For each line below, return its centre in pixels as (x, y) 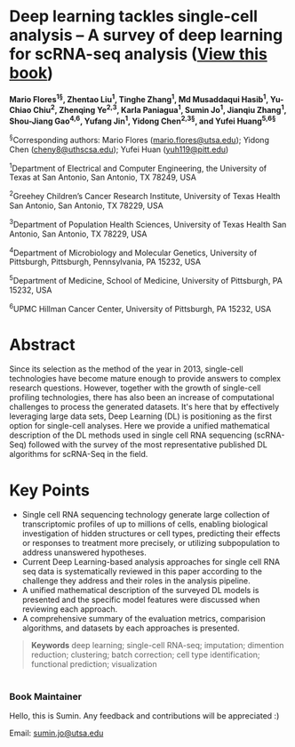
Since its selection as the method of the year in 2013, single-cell (126, 369)
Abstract (42, 345)
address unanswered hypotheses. (84, 552)
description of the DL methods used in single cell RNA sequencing (131, 435)
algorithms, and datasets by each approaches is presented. (131, 628)
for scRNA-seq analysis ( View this (139, 54)
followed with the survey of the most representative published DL (148, 445)
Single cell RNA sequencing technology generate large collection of (146, 515)
